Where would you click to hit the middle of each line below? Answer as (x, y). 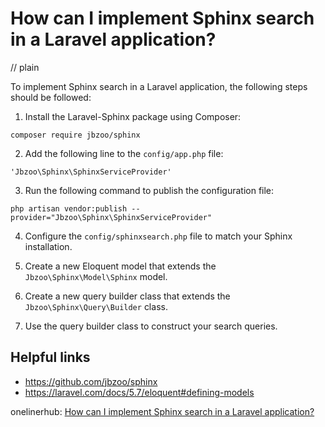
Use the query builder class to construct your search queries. (151, 326)
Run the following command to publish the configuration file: (149, 190)
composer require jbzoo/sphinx (75, 135)
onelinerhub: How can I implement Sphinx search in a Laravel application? (162, 411)
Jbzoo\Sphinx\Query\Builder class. (96, 306)
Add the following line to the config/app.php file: (124, 153)
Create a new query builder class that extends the (127, 296)
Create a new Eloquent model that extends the (120, 266)
